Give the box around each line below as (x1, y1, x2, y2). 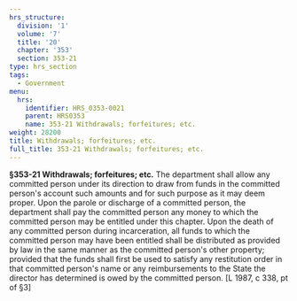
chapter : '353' (17, 46, 74, 55)
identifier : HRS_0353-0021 (25, 104, 125, 112)
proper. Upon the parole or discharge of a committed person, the (9, 197, 246, 208)
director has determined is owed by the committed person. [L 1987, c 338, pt (9, 272, 288, 283)
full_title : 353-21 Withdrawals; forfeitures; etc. (9, 144, 204, 153)
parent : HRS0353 (25, 112, 86, 120)
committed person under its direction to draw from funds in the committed (9, 178, 281, 189)
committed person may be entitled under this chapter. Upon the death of (9, 216, 274, 227)
